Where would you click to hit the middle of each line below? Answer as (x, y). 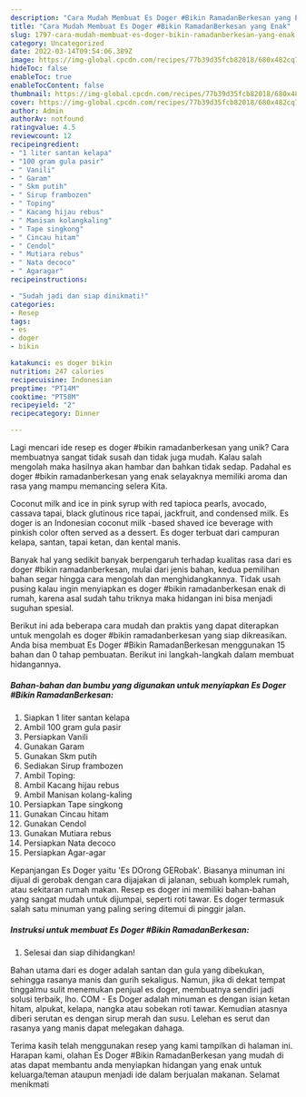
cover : (23, 102)
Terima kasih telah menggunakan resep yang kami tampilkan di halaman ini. (152, 1045)
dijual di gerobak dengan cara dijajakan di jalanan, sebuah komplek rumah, (150, 880)
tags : (20, 321)
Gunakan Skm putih (60, 756)
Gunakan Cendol (55, 824)
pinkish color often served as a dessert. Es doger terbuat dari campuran (145, 533)
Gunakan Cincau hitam (66, 814)
